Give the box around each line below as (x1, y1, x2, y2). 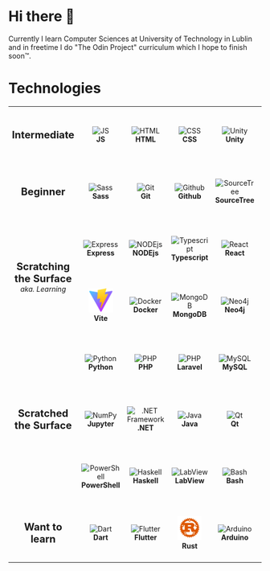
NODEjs (132, 249, 159, 258)
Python (88, 362, 114, 372)
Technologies (8, 80, 102, 97)
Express (87, 249, 115, 258)
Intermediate (11, 128, 75, 142)
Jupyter (87, 418, 115, 429)
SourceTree (215, 195, 255, 205)
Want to (23, 520, 63, 534)
